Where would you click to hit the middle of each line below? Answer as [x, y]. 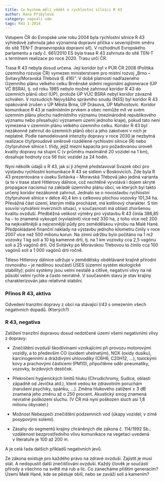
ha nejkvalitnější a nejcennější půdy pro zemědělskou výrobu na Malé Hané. [82, 224]
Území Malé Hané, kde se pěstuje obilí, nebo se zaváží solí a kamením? [77, 474]
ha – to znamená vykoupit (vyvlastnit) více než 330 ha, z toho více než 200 [81, 219]
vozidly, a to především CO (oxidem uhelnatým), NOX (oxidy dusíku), [82, 353]
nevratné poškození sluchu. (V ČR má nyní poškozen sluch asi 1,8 [79, 399]
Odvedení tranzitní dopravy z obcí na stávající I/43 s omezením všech [76, 304]
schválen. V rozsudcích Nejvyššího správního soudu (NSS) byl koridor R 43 [82, 100]
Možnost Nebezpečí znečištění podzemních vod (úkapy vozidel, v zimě [84, 414]
